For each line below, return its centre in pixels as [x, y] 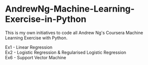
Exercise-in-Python [46, 19]
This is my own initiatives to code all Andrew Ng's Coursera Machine [74, 32]
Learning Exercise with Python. [36, 38]
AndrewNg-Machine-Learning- [70, 9]
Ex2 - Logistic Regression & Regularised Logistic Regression [66, 52]
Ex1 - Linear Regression [29, 47]
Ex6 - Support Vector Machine [36, 57]
